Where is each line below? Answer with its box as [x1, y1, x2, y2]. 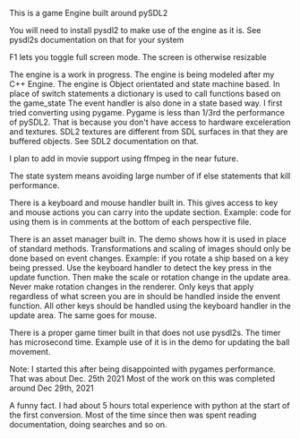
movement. [9, 347, 51, 357]
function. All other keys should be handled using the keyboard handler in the [9, 300, 291, 311]
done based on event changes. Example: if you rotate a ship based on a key [9, 253, 289, 263]
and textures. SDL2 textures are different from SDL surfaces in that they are [9, 126, 288, 137]
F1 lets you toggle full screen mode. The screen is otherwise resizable [9, 52, 267, 62]
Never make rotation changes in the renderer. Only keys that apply [9, 281, 254, 292]
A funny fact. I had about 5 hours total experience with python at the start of [9, 400, 290, 410]
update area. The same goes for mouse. [9, 310, 158, 321]
